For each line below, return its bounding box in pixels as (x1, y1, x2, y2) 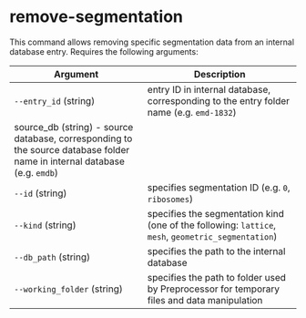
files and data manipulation (147, 293, 263, 306)
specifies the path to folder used (147, 271, 287, 283)
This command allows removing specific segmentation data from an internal (9, 36, 294, 47)
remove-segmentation (9, 6, 184, 27)
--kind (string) (14, 219, 76, 231)
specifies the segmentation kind (147, 207, 285, 220)
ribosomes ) (147, 192, 194, 205)
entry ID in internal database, (147, 83, 271, 96)
